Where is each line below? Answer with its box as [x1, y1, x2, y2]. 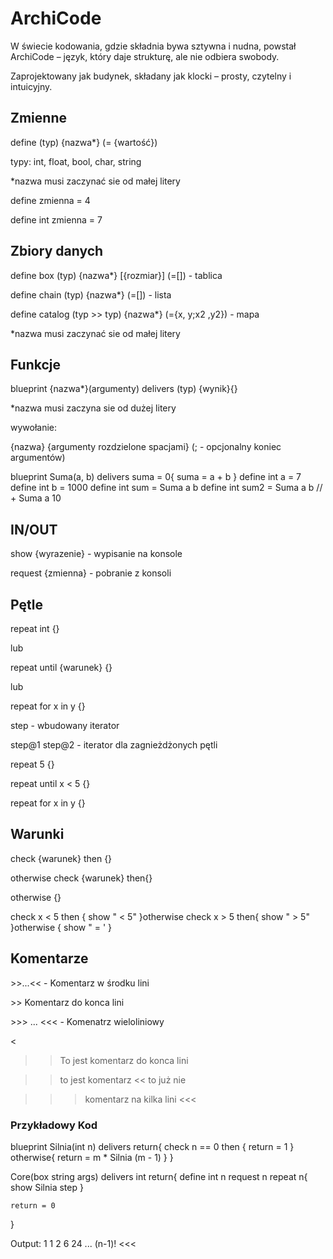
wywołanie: [10, 422, 58, 434]
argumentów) [10, 452, 66, 464]
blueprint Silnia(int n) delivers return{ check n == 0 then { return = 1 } [10, 1140, 295, 1152]
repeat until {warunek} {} [10, 662, 113, 673]
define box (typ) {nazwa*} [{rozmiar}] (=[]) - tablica [10, 269, 223, 281]
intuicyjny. [10, 80, 53, 92]
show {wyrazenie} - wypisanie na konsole [10, 548, 183, 560]
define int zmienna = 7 [10, 213, 103, 226]
